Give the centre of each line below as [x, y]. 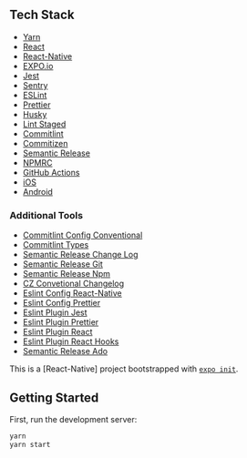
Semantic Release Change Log [80, 255]
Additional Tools [46, 215]
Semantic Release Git [62, 264]
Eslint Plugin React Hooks [71, 341]
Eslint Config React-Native [72, 293]
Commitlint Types [56, 245]
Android [37, 191]
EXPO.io [38, 66]
